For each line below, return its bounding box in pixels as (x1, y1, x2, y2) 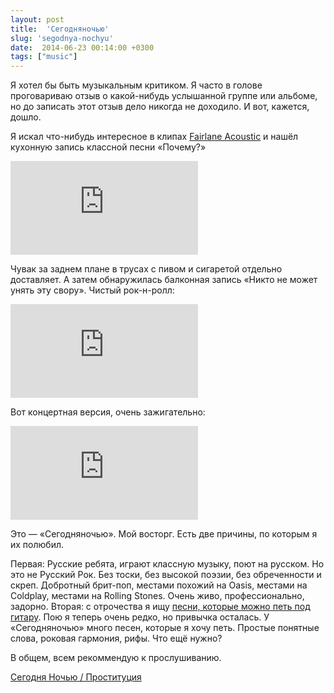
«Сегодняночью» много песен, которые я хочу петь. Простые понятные (10, 622, 320, 634)
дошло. (10, 111, 42, 123)
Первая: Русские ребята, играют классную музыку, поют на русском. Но (10, 558, 325, 570)
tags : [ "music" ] (10, 52, 78, 62)
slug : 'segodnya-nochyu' (10, 33, 114, 43)
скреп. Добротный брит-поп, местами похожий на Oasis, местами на (10, 579, 308, 591)
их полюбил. (10, 539, 65, 551)
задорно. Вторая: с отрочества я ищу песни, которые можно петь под (10, 601, 311, 613)
